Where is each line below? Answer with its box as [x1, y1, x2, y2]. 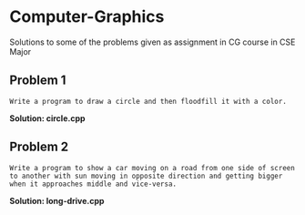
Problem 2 [9, 139, 69, 155]
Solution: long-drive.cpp [9, 195, 105, 206]
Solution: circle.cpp [9, 112, 86, 124]
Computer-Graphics [9, 6, 165, 27]
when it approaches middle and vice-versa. [9, 179, 178, 189]
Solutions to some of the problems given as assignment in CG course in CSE [9, 36, 296, 47]
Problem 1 [9, 73, 66, 88]
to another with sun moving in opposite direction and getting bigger [9, 171, 283, 180]
